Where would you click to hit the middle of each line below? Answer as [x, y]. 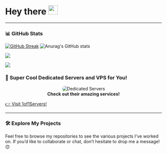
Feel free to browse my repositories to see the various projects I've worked [82, 136]
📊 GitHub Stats [24, 33]
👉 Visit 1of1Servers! [26, 104]
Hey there [26, 12]
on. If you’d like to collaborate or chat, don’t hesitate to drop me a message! [83, 141]
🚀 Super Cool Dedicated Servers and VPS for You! [66, 78]
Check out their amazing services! [83, 94]
